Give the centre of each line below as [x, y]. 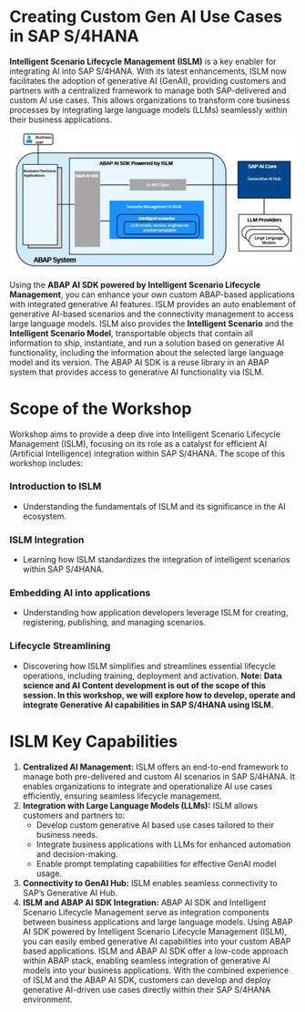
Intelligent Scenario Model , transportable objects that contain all [131, 333]
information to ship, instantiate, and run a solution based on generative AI [147, 343]
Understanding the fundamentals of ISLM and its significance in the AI [154, 506]
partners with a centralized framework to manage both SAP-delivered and [148, 90]
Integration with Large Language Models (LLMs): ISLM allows [140, 805]
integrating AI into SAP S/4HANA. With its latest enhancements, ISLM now [148, 71]
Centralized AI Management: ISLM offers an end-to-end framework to [155, 767]
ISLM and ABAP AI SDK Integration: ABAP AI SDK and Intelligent [144, 902]
